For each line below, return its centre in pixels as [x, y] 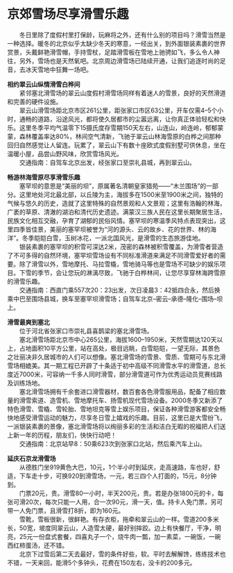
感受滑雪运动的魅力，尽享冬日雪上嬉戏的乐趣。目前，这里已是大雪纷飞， [122, 417]
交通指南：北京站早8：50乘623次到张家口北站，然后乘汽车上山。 [113, 443]
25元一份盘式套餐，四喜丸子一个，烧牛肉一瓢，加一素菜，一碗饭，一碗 [120, 536]
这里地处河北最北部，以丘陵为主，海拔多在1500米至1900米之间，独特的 [121, 194]
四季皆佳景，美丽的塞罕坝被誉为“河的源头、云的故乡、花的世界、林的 [112, 229]
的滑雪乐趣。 [25, 281]
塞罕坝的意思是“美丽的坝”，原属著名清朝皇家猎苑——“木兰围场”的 [113, 185]
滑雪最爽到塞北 [28, 322]
